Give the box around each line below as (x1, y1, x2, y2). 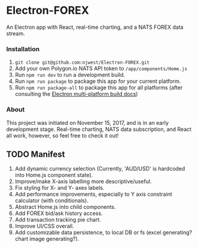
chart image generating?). (14, 235, 79, 243)
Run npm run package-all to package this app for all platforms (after (14, 84, 183, 91)
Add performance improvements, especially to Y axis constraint (14, 190, 173, 198)
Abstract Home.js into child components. (14, 204, 116, 211)
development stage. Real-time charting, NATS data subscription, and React (6, 126, 192, 133)
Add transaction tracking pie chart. (14, 216, 101, 223)
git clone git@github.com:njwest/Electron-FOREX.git (14, 59, 150, 66)
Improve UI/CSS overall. (14, 223, 74, 230)
